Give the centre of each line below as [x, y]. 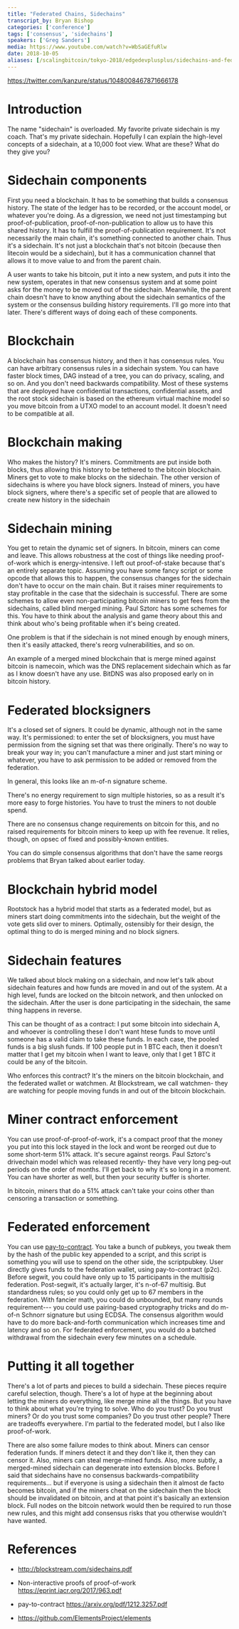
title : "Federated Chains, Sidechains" [67, 14]
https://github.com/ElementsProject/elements [84, 1618]
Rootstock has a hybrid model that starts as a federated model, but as [110, 909]
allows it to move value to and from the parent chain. [84, 260]
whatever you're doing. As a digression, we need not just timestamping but [117, 215]
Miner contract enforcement [93, 1119]
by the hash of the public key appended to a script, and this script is [107, 1254]
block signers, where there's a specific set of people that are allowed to [112, 492]
